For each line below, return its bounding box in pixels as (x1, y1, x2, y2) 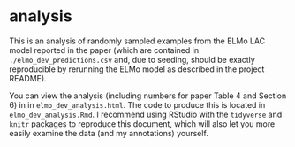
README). (9, 73, 47, 83)
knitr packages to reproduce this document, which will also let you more (9, 118, 276, 129)
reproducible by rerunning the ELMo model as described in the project (9, 64, 265, 74)
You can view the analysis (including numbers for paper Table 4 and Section (9, 90, 287, 101)
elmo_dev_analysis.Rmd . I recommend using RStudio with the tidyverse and (9, 109, 283, 120)
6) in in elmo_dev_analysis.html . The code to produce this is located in (9, 99, 266, 110)
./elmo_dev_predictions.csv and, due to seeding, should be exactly (9, 54, 256, 65)
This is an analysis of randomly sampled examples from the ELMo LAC (9, 35, 266, 46)
